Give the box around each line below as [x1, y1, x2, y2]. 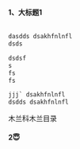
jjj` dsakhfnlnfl [8, 91, 66, 99]
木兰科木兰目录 [8, 114, 57, 124]
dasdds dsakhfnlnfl [8, 33, 73, 41]
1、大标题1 [8, 7, 43, 17]
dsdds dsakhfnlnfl [8, 98, 69, 107]
